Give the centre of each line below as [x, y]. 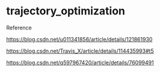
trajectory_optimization [66, 11]
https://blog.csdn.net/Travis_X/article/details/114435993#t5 [80, 51]
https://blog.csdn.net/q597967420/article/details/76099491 [80, 62]
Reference [19, 28]
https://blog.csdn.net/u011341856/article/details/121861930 [79, 39]
